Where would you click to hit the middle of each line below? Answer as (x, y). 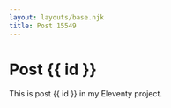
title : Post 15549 (43, 26)
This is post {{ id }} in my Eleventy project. (86, 94)
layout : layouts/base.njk (56, 17)
